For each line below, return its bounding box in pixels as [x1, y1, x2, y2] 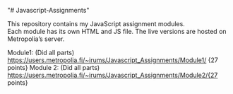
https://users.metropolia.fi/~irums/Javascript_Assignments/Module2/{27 [7, 71, 218, 79]
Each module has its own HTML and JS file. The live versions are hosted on [7, 28, 227, 35]
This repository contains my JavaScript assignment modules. [7, 20, 185, 28]
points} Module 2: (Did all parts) [7, 64, 100, 71]
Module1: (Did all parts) [7, 49, 75, 57]
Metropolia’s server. [7, 35, 65, 43]
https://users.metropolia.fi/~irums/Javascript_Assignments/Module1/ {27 [7, 56, 219, 64]
